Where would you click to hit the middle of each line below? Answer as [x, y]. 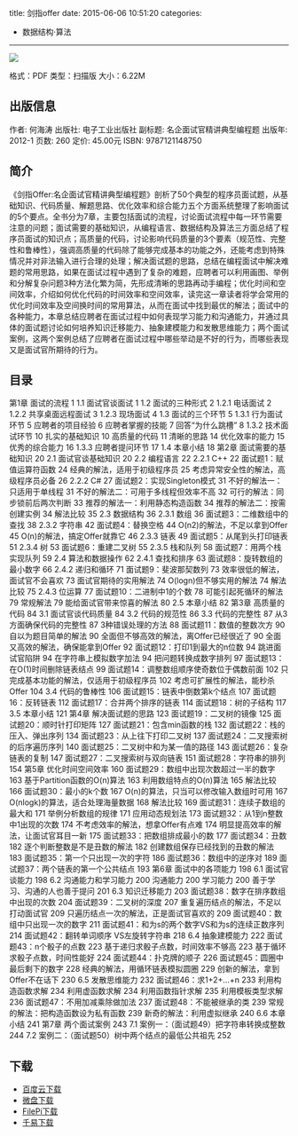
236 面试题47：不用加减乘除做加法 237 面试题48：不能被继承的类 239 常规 [147, 1002]
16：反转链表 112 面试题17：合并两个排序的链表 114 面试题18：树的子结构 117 [148, 703]
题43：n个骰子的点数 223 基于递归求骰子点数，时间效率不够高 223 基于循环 [148, 947]
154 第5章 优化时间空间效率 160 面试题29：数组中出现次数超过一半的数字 [142, 769]
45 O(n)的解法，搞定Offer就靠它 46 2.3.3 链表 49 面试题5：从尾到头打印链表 [149, 536]
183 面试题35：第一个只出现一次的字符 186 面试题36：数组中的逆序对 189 [143, 858]
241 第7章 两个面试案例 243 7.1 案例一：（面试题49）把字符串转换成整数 [156, 1024]
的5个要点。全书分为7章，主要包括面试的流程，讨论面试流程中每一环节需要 [146, 217]
